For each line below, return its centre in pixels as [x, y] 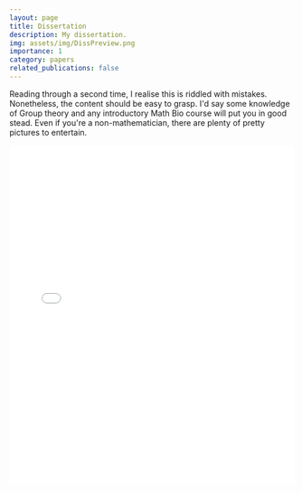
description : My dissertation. [68, 34]
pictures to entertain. [48, 132]
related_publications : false [64, 69]
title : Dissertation [48, 26]
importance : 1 [36, 52]
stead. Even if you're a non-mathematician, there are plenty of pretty [137, 122]
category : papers [42, 60]
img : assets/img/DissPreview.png [72, 43]
